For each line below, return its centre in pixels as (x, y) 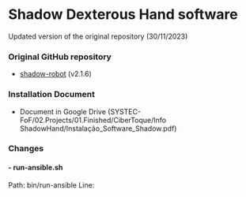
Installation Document (51, 95)
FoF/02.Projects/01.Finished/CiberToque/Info (93, 120)
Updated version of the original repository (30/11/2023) (98, 36)
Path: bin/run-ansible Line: (51, 185)
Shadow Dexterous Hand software (123, 15)
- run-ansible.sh (36, 168)
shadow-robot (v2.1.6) (56, 74)
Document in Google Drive (63, 111)
